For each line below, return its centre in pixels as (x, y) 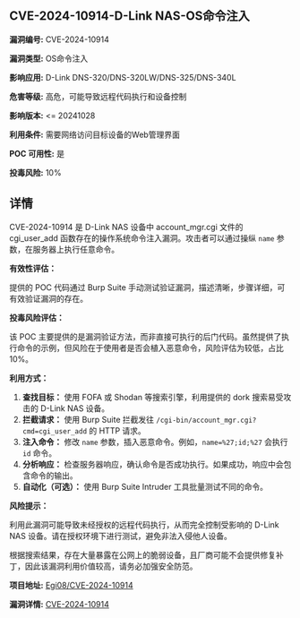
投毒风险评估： (37, 317)
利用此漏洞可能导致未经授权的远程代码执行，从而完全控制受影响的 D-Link (144, 524)
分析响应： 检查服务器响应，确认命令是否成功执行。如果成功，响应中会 (153, 464)
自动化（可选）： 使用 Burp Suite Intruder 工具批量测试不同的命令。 (145, 486)
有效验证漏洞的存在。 (48, 298)
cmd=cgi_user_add (55, 431)
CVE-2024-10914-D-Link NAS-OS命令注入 (130, 16)
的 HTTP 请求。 (117, 430)
